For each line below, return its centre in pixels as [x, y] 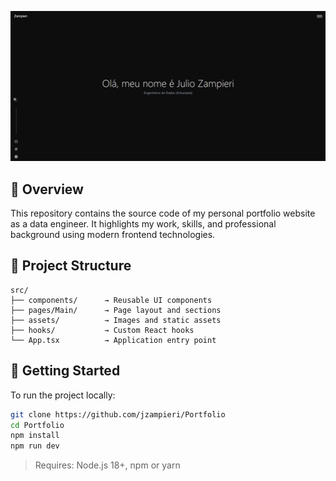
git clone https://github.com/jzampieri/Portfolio [118, 414]
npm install [35, 436]
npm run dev [35, 446]
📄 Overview [47, 189]
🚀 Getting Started [65, 371]
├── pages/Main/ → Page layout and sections [116, 310]
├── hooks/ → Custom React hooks [102, 330]
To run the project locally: [63, 395]
